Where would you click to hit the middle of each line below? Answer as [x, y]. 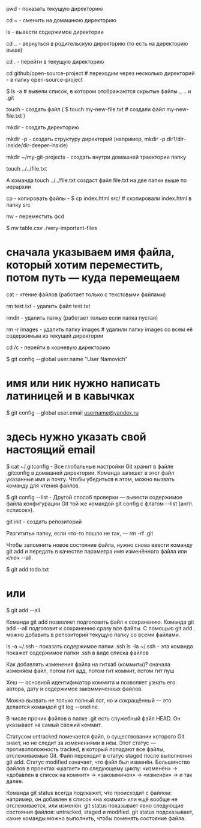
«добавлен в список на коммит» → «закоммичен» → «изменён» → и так [99, 775]
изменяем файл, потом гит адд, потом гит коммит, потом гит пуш [90, 671]
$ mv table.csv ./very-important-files [52, 228]
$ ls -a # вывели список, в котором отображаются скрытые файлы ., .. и [99, 91]
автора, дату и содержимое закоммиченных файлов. [74, 689]
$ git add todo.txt [28, 569]
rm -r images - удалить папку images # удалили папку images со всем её [100, 329]
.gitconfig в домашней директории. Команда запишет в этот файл [90, 473]
